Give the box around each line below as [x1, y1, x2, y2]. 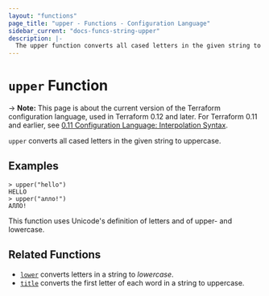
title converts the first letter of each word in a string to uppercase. [19, 277, 245, 287]
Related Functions [8, 248, 101, 262]
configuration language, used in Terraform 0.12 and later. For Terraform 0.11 [8, 112, 258, 122]
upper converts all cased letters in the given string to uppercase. [8, 136, 221, 146]
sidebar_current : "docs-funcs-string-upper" [8, 27, 160, 35]
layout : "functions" [8, 11, 78, 20]
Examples [8, 159, 59, 173]
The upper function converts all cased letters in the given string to [15, 42, 262, 50]
